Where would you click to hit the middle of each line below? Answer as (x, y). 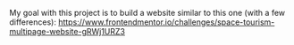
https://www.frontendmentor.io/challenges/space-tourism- (166, 22)
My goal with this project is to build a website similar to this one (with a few (147, 13)
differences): (33, 22)
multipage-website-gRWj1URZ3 (67, 31)
